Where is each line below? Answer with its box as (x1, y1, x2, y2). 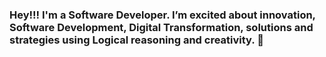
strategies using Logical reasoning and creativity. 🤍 (9, 33, 264, 47)
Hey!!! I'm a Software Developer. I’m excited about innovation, (9, 8, 316, 22)
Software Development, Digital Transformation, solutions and (9, 20, 314, 34)
